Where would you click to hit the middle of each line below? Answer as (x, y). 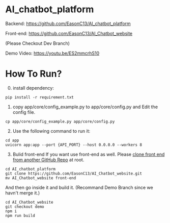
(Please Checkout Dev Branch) (38, 43)
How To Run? (34, 74)
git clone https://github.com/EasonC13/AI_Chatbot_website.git (74, 174)
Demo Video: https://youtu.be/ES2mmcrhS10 (52, 53)
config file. (24, 112)
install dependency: (33, 88)
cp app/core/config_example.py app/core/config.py (60, 121)
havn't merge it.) (23, 193)
